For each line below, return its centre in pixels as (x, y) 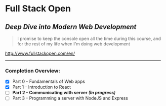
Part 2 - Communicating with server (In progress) (64, 93)
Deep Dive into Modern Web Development (71, 27)
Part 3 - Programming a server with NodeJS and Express (70, 98)
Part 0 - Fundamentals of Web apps (49, 81)
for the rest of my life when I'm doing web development (74, 44)
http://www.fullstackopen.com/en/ (40, 53)
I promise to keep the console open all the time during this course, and (89, 38)
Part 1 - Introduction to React (41, 87)
